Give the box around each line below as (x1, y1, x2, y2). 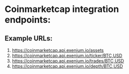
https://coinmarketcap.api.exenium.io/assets (11, 47, 104, 53)
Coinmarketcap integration (4, 3, 119, 15)
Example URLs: (4, 34, 53, 42)
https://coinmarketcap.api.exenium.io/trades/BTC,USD (11, 58, 124, 63)
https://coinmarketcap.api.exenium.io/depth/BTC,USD (11, 63, 123, 69)
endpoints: (4, 14, 51, 25)
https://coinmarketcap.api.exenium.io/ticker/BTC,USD (11, 52, 122, 58)
